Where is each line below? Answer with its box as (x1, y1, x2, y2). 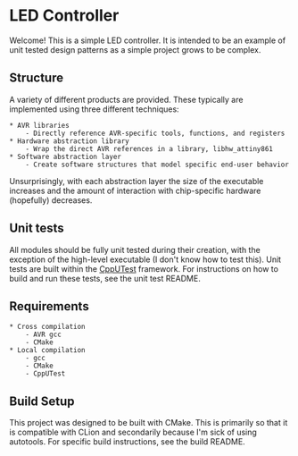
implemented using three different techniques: (9, 104, 180, 114)
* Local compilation (9, 346, 87, 355)
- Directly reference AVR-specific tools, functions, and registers (25, 129, 286, 138)
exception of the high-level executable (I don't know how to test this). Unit (9, 254, 282, 265)
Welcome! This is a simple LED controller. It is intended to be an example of (9, 35, 286, 46)
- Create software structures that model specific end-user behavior (25, 160, 290, 169)
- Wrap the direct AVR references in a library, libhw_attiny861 (25, 144, 274, 153)
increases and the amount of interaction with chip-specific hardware (9, 185, 261, 196)
